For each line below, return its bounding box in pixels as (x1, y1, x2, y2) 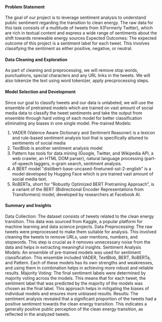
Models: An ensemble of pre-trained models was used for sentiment (5, 249, 141, 255)
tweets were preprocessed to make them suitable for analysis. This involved (5, 228, 157, 235)
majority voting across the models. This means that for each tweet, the (5, 275, 146, 281)
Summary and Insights (5, 203, 52, 209)
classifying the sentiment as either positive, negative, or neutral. (5, 46, 133, 51)
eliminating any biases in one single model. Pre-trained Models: (5, 120, 132, 126)
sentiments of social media (12, 140, 66, 145)
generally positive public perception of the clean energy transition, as (5, 306, 144, 312)
